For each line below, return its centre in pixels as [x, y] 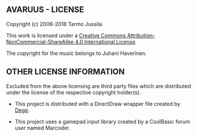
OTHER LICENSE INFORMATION [65, 72]
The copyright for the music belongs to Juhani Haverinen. [76, 53]
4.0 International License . [106, 41]
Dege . [22, 110]
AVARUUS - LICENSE [45, 10]
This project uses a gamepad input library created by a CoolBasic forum [102, 121]
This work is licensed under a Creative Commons [66, 35]
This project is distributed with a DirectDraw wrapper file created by [97, 103]
